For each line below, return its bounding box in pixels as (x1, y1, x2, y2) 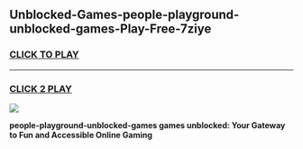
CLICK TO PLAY (9, 49, 79, 61)
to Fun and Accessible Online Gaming (9, 129, 153, 140)
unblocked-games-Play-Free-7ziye (9, 22, 212, 37)
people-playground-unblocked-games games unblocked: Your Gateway (9, 119, 286, 130)
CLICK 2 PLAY (9, 82, 72, 95)
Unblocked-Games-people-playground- (9, 7, 240, 23)
